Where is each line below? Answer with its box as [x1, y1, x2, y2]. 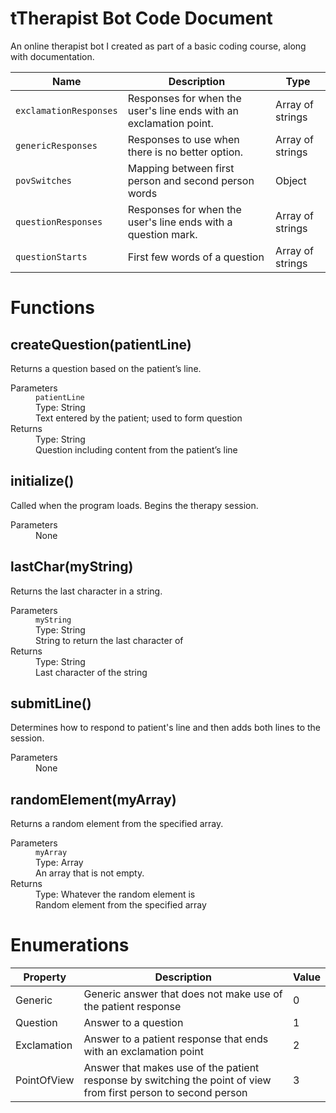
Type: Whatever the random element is [35, 888, 196, 901]
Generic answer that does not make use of [83, 987, 283, 1001]
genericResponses [15, 140, 98, 151]
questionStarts [15, 251, 88, 262]
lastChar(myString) [10, 558, 134, 576]
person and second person [127, 173, 255, 187]
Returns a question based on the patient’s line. [10, 362, 202, 374]
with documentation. [10, 50, 95, 62]
